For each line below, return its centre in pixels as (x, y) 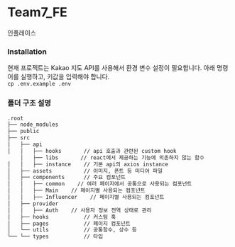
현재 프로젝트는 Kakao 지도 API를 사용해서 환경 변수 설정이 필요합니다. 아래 (111, 68)
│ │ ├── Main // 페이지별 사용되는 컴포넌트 (76, 191)
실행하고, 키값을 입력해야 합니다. (65, 77)
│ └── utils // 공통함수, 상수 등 (72, 230)
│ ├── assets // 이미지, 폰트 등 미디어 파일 (85, 171)
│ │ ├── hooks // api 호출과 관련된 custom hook (92, 151)
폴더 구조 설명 (29, 103)
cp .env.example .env (39, 84)
